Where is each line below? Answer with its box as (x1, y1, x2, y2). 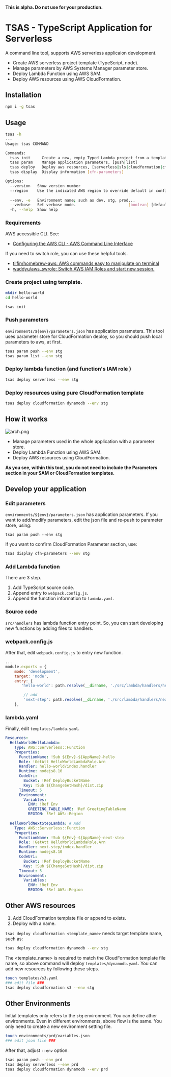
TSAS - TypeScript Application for (5, 22, 152, 33)
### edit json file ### (5, 1038, 56, 1043)
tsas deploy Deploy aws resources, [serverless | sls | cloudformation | (10, 165, 163, 170)
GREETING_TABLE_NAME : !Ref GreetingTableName (27, 806, 126, 812)
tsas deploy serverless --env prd (5, 1062, 79, 1067)
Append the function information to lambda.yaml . (12, 595, 115, 602)
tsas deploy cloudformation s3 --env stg (5, 985, 95, 990)
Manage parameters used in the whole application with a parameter (12, 438, 155, 444)
